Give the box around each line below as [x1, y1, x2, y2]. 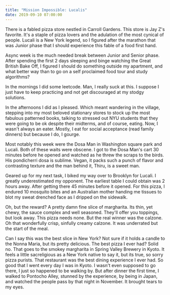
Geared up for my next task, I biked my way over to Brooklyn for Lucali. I [5, 172, 156, 178]
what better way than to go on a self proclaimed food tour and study [5, 68, 148, 74]
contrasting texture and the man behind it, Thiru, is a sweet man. [5, 162, 141, 169]
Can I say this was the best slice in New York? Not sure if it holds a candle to [5, 235, 165, 241]
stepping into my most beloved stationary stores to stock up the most [5, 110, 151, 116]
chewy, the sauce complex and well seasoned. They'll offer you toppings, [5, 209, 159, 215]
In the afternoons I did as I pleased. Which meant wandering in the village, [5, 104, 160, 110]
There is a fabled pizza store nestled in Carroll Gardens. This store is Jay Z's [5, 26, 165, 32]
